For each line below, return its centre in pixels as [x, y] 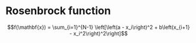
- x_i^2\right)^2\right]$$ [99, 33]
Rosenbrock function [58, 11]
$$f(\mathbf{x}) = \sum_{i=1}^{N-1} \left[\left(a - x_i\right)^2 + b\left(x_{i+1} [99, 27]
